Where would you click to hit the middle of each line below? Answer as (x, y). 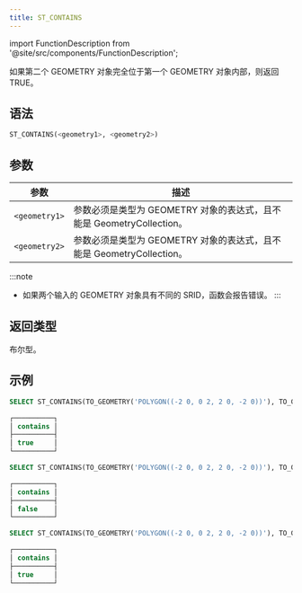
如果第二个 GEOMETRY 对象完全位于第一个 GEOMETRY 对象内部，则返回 (144, 71)
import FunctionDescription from (70, 43)
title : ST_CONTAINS (46, 18)
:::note (21, 277)
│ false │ (34, 509)
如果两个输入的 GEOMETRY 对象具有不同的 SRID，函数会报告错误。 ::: (151, 295)
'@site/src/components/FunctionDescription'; (93, 53)
